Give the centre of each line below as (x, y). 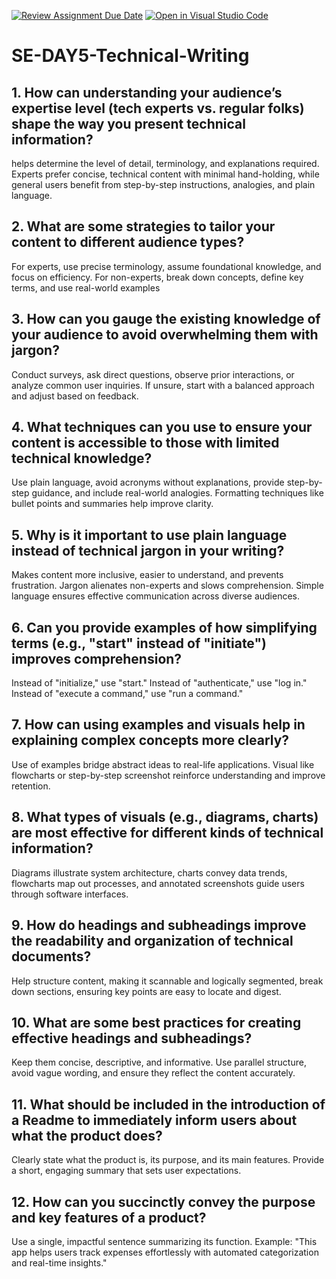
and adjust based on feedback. (75, 396)
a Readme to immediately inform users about (154, 1120)
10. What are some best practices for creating (156, 1022)
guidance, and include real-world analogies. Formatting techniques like (177, 493)
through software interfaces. (70, 894)
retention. (31, 786)
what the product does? (87, 1135)
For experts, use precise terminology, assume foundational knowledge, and (166, 266)
